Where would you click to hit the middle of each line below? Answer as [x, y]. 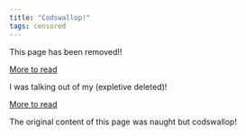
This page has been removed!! [66, 51]
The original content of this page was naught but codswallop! [123, 122]
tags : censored [38, 26]
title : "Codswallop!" [50, 18]
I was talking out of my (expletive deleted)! [88, 86]
